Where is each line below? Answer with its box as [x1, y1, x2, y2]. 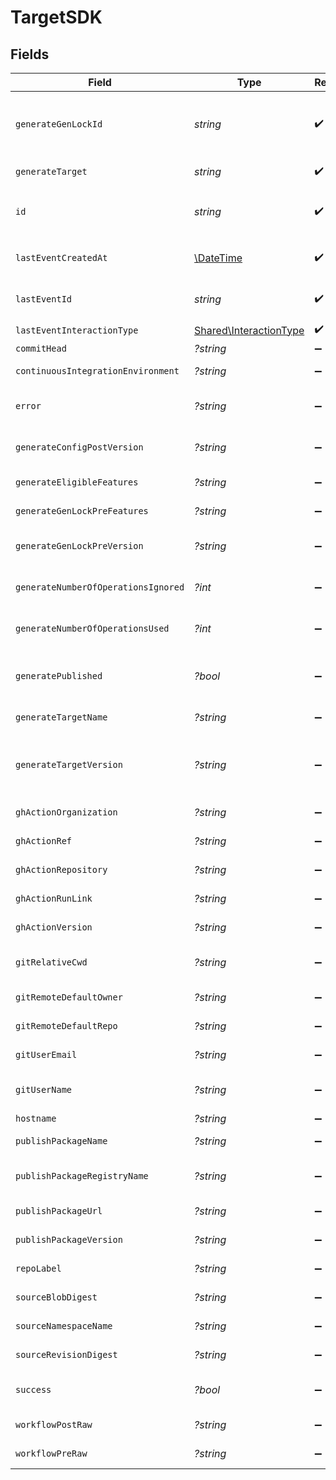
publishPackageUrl [15, 1206, 103, 1216]
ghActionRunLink [15, 893, 93, 904]
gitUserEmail [15, 1049, 78, 1060]
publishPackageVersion [15, 1234, 123, 1245]
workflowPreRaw [15, 1448, 88, 1459]
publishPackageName [15, 1136, 108, 1146]
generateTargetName [15, 712, 108, 723]
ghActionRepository [15, 864, 108, 875]
